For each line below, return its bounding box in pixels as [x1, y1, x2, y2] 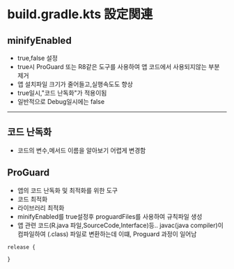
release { [7, 243, 36, 251]
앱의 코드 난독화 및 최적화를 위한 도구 [17, 186, 118, 194]
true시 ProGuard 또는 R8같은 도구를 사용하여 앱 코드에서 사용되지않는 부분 [17, 63, 220, 70]
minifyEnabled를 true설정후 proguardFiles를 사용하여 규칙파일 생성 [17, 212, 203, 220]
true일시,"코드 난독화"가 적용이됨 [17, 89, 107, 97]
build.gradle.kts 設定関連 [7, 6, 153, 22]
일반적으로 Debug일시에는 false [17, 98, 105, 105]
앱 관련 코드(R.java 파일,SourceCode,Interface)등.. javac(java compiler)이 [17, 221, 224, 229]
